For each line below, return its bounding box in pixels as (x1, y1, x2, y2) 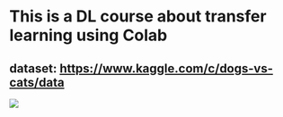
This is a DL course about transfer (9, 6, 267, 27)
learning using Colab (9, 25, 168, 46)
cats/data (9, 74, 65, 90)
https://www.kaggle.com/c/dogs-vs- (59, 61, 274, 76)
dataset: (9, 61, 57, 76)
